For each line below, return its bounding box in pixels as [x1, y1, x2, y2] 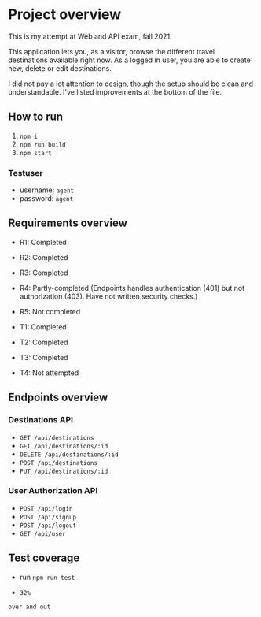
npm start [19, 149, 53, 157]
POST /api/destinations [19, 459, 98, 466]
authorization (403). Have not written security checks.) [19, 292, 198, 301]
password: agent [19, 194, 74, 203]
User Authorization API [8, 485, 98, 496]
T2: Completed [19, 337, 68, 347]
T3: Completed [19, 352, 68, 362]
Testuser [8, 167, 43, 178]
